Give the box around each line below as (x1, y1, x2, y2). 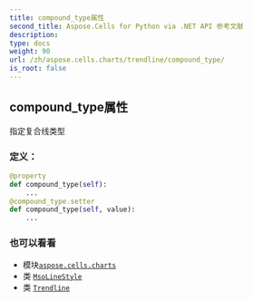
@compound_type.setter (9, 197, 95, 206)
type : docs (9, 38, 51, 48)
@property (9, 171, 47, 180)
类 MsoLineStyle (22, 270, 83, 281)
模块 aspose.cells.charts (22, 259, 116, 270)
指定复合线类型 (9, 125, 65, 136)
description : (9, 30, 59, 39)
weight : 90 (9, 47, 51, 56)
